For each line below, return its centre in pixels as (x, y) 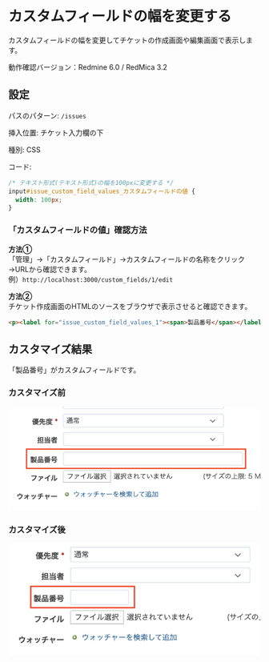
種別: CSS (25, 150)
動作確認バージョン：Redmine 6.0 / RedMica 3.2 (88, 67)
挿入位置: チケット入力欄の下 (56, 132)
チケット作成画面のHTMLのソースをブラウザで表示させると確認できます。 (130, 306)
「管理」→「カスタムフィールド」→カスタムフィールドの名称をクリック (127, 259)
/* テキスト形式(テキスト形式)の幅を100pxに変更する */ (91, 183)
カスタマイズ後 (37, 529)
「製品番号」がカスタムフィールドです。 (74, 370)
